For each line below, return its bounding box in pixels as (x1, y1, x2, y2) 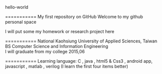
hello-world (5, 4, 28, 10)
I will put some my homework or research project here (5, 29, 114, 34)
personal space (5, 19, 37, 25)
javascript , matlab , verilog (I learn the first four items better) (5, 64, 129, 69)
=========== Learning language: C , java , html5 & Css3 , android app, (5, 58, 153, 64)
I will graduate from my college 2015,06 (5, 49, 85, 54)
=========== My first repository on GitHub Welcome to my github (5, 14, 143, 19)
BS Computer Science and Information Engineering (5, 43, 108, 49)
